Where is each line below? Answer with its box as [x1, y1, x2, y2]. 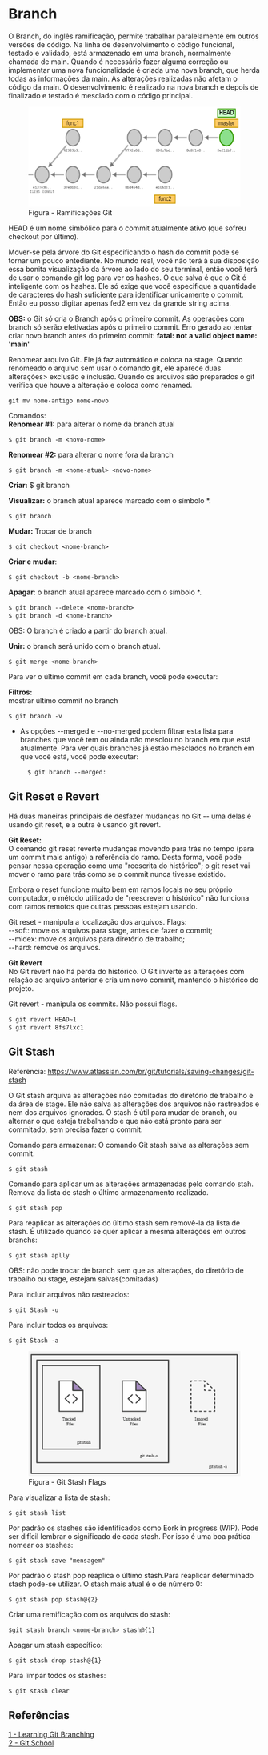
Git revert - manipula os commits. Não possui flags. [8, 999, 178, 1009]
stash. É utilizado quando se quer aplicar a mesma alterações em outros [8, 1226, 246, 1236]
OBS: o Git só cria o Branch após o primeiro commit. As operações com [8, 314, 245, 323]
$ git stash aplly [8, 1251, 70, 1260]
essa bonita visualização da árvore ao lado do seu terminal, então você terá [8, 264, 258, 274]
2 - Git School [8, 1738, 54, 1748]
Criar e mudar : [8, 557, 58, 566]
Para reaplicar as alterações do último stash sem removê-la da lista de [8, 1217, 241, 1228]
